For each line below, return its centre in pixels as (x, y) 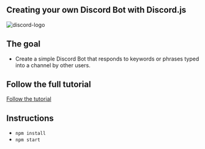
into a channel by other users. (53, 65)
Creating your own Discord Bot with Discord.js (96, 10)
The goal (24, 44)
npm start (28, 140)
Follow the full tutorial (49, 85)
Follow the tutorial (29, 99)
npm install (30, 134)
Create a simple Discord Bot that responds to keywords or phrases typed (107, 59)
